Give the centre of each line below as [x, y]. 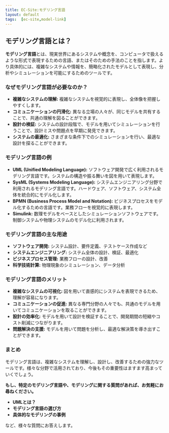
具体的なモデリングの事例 [39, 414]
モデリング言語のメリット [36, 279]
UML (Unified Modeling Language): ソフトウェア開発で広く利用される [86, 169]
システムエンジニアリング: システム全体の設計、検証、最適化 [75, 253]
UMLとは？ [24, 402]
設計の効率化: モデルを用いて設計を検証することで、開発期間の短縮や [84, 317]
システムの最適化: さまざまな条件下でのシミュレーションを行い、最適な [87, 137]
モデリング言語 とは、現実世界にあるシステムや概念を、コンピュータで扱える [84, 54]
